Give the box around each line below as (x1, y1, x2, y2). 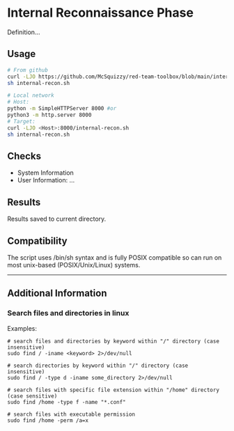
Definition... (7, 28, 40, 36)
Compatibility (7, 235, 68, 246)
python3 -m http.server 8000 (7, 111, 92, 118)
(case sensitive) (7, 392, 58, 400)
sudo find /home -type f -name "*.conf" (7, 398, 127, 405)
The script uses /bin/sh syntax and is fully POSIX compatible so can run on (7, 253, 222, 262)
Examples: (7, 324, 37, 332)
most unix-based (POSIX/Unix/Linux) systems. (7, 260, 141, 269)
